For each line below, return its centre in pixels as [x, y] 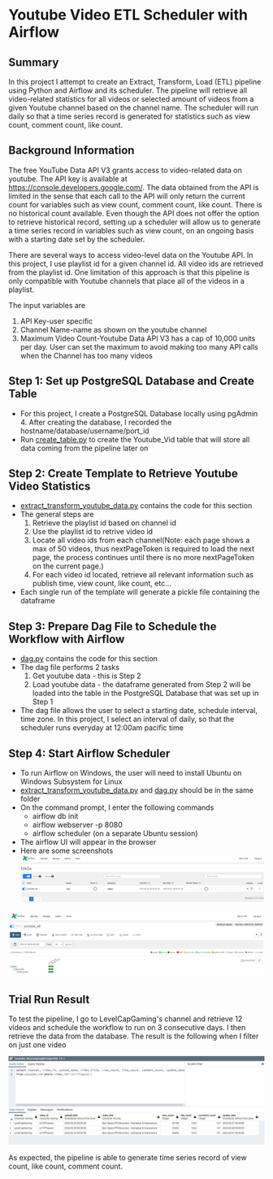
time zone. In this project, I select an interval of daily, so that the [127, 719]
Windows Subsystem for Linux [71, 781]
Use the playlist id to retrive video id [92, 532]
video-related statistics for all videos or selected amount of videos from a [131, 99]
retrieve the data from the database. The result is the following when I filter [134, 1036]
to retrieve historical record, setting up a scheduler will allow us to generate [135, 222]
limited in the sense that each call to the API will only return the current [127, 196]
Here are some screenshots [67, 851]
